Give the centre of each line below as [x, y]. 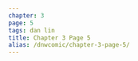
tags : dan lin [32, 30]
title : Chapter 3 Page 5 [49, 38]
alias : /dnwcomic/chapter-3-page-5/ [69, 45]
